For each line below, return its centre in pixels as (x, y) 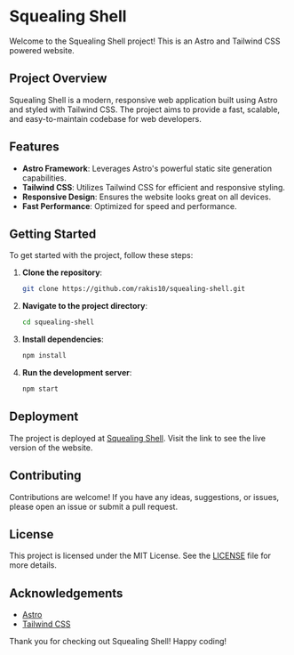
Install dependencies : (63, 339)
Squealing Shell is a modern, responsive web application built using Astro (143, 100)
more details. (33, 565)
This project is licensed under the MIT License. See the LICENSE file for (140, 556)
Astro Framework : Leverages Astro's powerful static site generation (147, 168)
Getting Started (53, 234)
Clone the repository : (62, 272)
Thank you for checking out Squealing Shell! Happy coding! (118, 642)
